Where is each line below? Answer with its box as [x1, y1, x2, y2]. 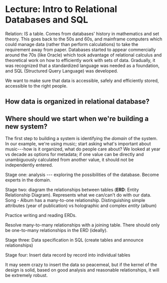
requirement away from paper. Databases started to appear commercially [5, 46, 156, 52]
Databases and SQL [5, 14, 88, 25]
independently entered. [5, 162, 53, 168]
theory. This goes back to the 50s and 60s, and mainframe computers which [5, 36, 163, 42]
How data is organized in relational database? [5, 97, 150, 106]
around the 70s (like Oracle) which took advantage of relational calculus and [5, 51, 162, 58]
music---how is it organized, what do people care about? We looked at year [5, 146, 161, 152]
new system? [5, 122, 48, 130]
